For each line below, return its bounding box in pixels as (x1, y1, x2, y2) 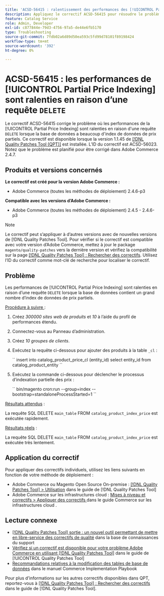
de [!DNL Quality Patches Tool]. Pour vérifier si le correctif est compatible (5, 236, 153, 242)
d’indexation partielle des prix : (12, 377, 75, 383)
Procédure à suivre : (5, 304, 46, 310)
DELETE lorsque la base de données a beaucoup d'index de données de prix (5, 131, 157, 137)
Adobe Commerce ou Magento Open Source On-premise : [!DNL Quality (12, 481, 158, 487)
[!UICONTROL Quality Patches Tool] (12, 555, 84, 561)
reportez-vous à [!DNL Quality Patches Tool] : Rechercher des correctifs (5, 580, 150, 586)
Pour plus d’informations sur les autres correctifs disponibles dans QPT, (5, 575, 150, 581)
